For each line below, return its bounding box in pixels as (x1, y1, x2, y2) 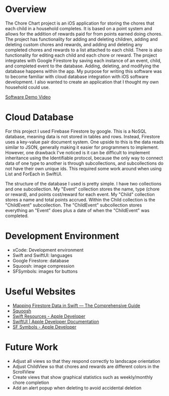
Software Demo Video (5, 94, 51, 100)
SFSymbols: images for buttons (12, 268, 78, 274)
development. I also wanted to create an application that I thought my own (5, 79, 159, 85)
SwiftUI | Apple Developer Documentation (12, 318, 100, 325)
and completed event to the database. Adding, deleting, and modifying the (5, 63, 159, 69)
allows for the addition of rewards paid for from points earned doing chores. (5, 31, 162, 37)
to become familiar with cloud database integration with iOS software (5, 73, 148, 79)
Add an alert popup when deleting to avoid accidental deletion (12, 384, 142, 390)
